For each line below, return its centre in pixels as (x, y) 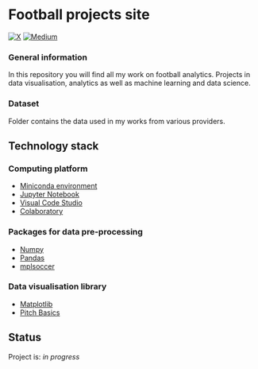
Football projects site (79, 15)
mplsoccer (37, 266)
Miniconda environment (58, 186)
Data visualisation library (58, 286)
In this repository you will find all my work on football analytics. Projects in (129, 75)
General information (48, 57)
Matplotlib (36, 304)
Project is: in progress (44, 356)
